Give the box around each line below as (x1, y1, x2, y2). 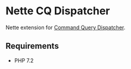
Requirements (5, 41, 59, 51)
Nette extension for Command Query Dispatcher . (5, 24, 126, 31)
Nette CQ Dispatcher (5, 4, 110, 18)
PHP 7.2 (14, 57, 34, 64)
